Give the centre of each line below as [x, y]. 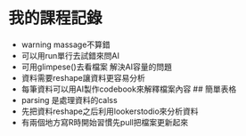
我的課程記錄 [56, 18]
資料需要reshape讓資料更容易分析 [83, 77]
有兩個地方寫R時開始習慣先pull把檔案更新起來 [105, 122]
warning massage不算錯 [66, 44]
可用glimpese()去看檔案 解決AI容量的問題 [97, 67]
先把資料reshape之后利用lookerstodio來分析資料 [110, 111]
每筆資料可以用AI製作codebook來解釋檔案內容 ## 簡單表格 [129, 89]
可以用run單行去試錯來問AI [70, 55]
